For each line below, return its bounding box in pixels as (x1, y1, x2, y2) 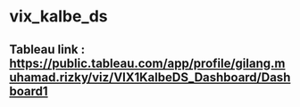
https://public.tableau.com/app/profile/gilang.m (9, 55, 286, 70)
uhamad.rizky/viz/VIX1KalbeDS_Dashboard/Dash (9, 70, 291, 85)
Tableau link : (9, 42, 86, 57)
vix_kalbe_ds (9, 6, 108, 27)
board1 (9, 83, 48, 99)
